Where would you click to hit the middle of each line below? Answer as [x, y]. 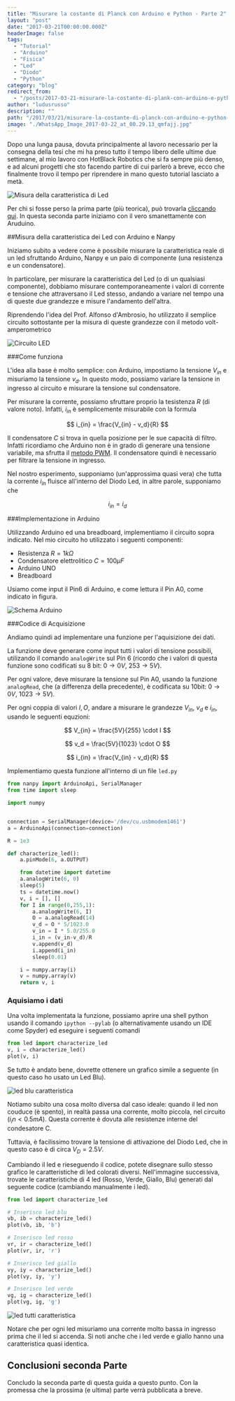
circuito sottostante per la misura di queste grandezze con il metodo [106, 322]
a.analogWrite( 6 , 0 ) [50, 879]
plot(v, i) [23, 1056]
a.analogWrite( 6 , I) [62, 912]
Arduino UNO [37, 568]
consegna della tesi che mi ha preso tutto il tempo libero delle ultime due [112, 152]
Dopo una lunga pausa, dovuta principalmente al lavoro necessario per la [113, 144]
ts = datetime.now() [50, 892]
